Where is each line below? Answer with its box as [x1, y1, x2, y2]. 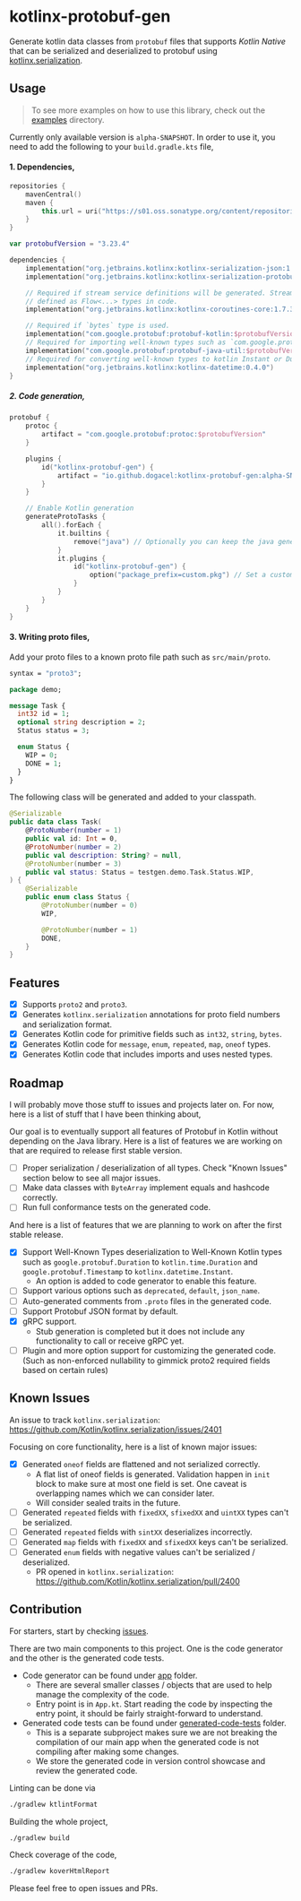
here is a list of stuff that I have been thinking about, [9, 1109, 202, 1119]
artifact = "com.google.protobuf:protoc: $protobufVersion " [41, 430, 267, 439]
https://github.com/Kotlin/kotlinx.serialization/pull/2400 [35, 1576, 240, 1586]
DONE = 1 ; [25, 759, 63, 768]
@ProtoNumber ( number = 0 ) [41, 901, 139, 910]
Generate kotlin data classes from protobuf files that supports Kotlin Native [9, 36, 287, 47]
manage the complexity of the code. [35, 1689, 170, 1699]
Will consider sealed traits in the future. [35, 1497, 181, 1508]
